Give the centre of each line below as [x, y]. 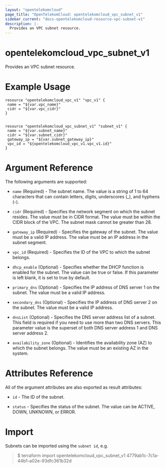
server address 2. [30, 333]
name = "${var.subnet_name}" [37, 131]
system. [20, 353]
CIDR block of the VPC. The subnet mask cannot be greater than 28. [82, 222]
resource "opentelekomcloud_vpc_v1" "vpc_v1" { [55, 100]
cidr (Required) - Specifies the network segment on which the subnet [83, 211]
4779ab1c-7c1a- [142, 455]
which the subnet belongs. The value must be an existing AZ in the [80, 348]
